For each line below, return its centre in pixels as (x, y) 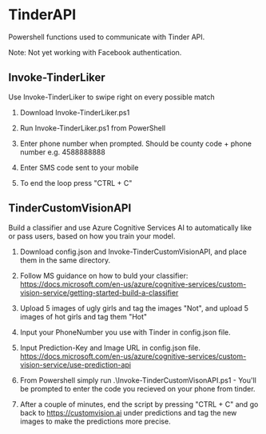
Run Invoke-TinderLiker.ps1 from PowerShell (93, 128)
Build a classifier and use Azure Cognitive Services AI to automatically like (130, 227)
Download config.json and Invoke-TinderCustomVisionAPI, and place (133, 251)
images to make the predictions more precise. (95, 421)
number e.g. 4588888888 (62, 152)
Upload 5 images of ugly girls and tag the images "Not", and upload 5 (134, 308)
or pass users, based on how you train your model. (92, 236)
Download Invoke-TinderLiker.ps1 (75, 112)
